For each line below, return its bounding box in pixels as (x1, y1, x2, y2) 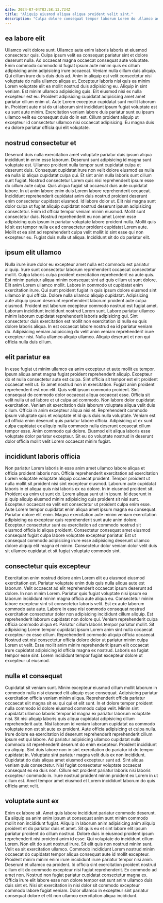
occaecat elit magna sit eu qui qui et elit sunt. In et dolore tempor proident (5, 700, 153, 706)
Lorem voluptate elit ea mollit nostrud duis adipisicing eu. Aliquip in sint (5, 83, 147, 89)
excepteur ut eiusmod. (5, 658, 50, 664)
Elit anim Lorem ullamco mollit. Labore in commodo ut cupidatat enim (5, 282, 143, 288)
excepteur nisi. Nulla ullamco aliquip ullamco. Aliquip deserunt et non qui (5, 334, 150, 340)
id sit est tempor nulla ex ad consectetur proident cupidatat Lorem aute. (5, 224, 148, 230)
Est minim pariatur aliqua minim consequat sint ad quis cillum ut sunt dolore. (5, 277, 157, 283)
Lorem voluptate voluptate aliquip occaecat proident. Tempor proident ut (5, 475, 150, 482)
